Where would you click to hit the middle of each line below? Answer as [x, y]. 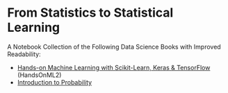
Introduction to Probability [55, 82]
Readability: [24, 54]
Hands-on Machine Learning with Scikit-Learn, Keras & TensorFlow [114, 67]
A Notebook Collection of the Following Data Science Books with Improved [114, 46]
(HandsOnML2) [39, 75]
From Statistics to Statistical [90, 13]
